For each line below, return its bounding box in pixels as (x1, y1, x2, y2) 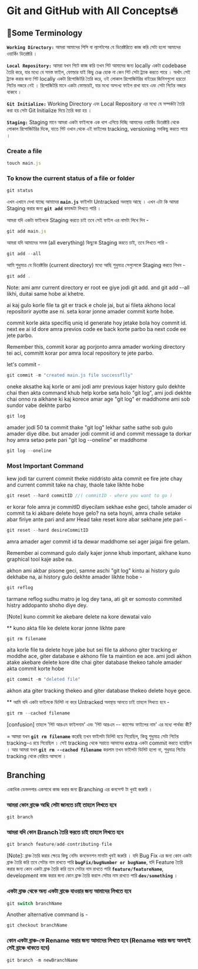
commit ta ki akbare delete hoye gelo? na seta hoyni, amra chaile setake (6, 510, 181, 517)
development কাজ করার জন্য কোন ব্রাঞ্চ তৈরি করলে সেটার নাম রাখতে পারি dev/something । (6, 872, 178, 879)
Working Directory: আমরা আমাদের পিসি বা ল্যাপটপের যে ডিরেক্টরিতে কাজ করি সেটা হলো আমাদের (6, 44, 181, 51)
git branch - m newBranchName (6, 957, 78, 963)
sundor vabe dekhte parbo (6, 402, 71, 409)
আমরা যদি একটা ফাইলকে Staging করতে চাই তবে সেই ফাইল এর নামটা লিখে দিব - (6, 217, 149, 224)
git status (6, 187, 33, 194)
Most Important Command (6, 461, 84, 469)
